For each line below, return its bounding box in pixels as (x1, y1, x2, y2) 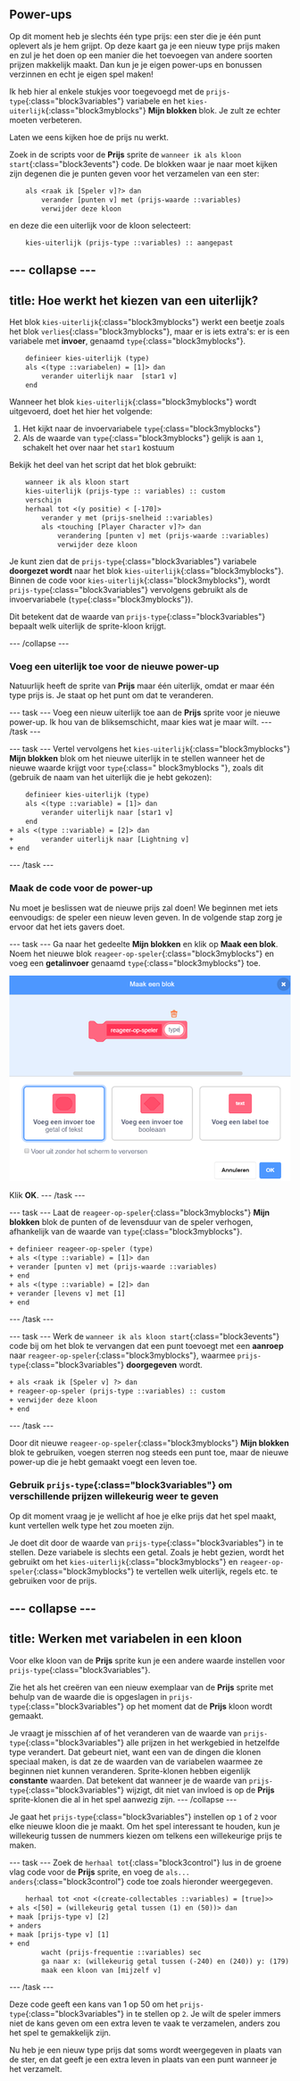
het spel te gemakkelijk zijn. (9, 2027, 112, 2038)
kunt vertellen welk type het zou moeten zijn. (9, 1519, 175, 1530)
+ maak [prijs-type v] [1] (9, 1930, 110, 1939)
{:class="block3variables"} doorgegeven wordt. (25, 1360, 204, 1370)
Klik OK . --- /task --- (9, 1190, 86, 1201)
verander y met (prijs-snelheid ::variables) (41, 513, 214, 523)
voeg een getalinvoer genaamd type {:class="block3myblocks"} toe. (9, 957, 262, 968)
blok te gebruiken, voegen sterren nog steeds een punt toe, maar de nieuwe (9, 1447, 289, 1458)
